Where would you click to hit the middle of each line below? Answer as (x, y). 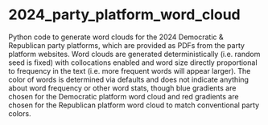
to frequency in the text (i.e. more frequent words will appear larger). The (130, 71)
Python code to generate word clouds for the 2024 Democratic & (116, 37)
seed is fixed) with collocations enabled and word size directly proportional (133, 62)
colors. (20, 113)
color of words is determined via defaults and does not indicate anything (129, 79)
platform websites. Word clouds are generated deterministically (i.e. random (134, 54)
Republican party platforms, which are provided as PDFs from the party (127, 45)
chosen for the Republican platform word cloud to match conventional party (134, 105)
